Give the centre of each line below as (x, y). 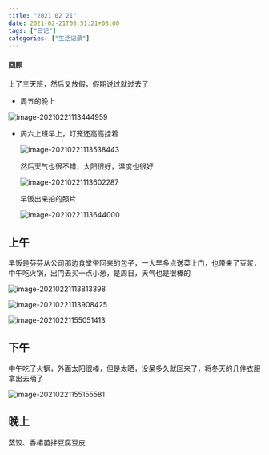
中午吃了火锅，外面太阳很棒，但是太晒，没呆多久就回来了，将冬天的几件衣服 (134, 368)
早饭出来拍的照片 (48, 199)
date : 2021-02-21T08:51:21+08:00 (64, 23)
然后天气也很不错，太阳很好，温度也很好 (86, 166)
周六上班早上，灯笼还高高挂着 (69, 134)
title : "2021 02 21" (43, 16)
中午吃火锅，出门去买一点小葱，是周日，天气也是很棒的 (99, 273)
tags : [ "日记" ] (32, 30)
